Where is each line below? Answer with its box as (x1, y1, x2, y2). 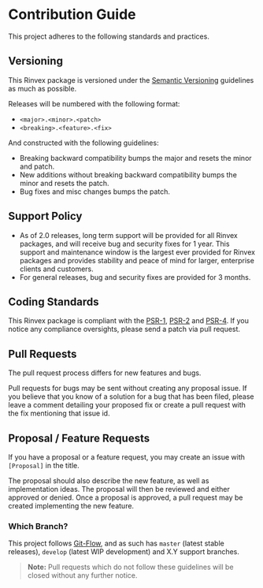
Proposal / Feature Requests (8, 431, 150, 445)
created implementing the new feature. (8, 501, 135, 510)
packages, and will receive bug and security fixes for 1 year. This (19, 239, 230, 248)
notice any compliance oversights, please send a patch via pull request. (8, 325, 241, 334)
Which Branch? (8, 520, 69, 531)
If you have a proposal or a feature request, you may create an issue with (8, 452, 246, 462)
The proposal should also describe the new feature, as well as (8, 476, 209, 486)
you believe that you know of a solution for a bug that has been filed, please (8, 392, 254, 401)
